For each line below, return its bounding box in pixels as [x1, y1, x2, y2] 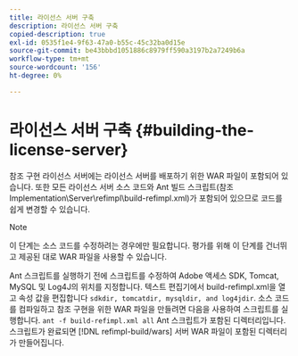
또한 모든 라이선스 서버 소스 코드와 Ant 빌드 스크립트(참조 [35, 181, 234, 192]
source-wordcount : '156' [9, 63, 102, 72]
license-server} [9, 139, 128, 160]
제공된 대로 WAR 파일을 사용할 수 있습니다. [18, 251, 168, 261]
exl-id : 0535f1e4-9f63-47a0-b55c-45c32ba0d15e [9, 37, 186, 47]
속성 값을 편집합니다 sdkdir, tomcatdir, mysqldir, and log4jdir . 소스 [18, 292, 273, 303]
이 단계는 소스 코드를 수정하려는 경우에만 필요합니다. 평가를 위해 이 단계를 [9, 240, 264, 251]
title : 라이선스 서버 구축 [9, 12, 95, 22]
